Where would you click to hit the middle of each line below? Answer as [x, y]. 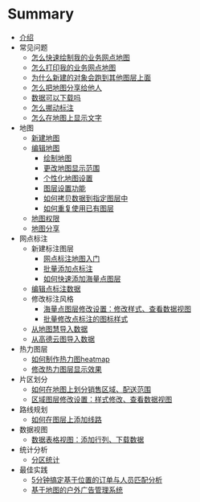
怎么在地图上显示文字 [66, 117]
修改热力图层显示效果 [66, 369]
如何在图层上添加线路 [66, 419]
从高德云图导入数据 [63, 339]
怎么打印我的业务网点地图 [73, 67]
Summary [41, 14]
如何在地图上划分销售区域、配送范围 [91, 389]
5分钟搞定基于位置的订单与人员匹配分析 [96, 479]
